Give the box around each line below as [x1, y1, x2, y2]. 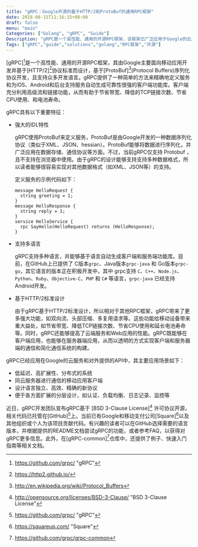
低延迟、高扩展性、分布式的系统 [14, 370, 93, 377]
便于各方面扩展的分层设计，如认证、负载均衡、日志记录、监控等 [14, 391, 170, 399]
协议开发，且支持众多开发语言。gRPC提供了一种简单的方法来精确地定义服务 [6, 74, 190, 81]
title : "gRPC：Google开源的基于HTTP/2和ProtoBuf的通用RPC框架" [6, 8, 154, 15]
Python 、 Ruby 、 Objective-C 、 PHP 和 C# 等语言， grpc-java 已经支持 [14, 275, 176, 282]
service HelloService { [14, 219, 74, 225]
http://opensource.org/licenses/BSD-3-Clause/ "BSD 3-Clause [14, 494, 167, 501]
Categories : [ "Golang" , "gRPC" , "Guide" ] [6, 31, 110, 37]
